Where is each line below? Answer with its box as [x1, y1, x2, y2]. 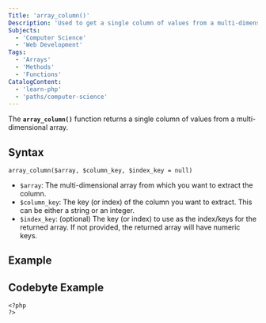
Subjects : [8, 26, 41, 34]
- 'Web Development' [15, 41, 83, 49]
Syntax [8, 146, 44, 159]
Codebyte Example [8, 280, 104, 294]
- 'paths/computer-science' [15, 93, 108, 101]
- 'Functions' [15, 70, 62, 78]
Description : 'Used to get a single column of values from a [8, 19, 215, 27]
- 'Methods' [15, 63, 55, 71]
